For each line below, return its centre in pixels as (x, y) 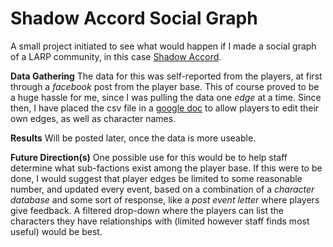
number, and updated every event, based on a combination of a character (162, 189)
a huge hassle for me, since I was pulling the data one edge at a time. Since (166, 97)
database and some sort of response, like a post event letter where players (165, 199)
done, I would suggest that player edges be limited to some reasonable (156, 178)
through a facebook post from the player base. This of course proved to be (165, 86)
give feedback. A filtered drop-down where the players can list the (147, 210)
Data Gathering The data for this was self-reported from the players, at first (166, 76)
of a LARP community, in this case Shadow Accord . (116, 56)
